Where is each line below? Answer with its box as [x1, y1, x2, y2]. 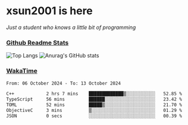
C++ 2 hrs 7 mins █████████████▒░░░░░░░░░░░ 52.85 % [6, 91, 183, 97]
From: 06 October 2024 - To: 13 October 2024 [6, 80, 121, 86]
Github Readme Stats [6, 39, 69, 47]
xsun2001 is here [6, 4, 93, 18]
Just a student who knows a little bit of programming [6, 24, 136, 31]
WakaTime [6, 67, 37, 75]
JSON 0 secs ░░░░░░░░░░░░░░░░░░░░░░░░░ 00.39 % [6, 113, 183, 119]
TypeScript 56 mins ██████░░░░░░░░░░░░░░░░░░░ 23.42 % [6, 97, 183, 102]
